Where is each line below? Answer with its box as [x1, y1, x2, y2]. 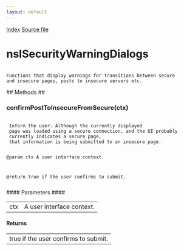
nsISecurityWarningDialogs [6, 47, 149, 61]
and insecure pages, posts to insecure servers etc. [6, 77, 143, 84]
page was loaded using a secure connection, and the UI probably [9, 128, 178, 134]
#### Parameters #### [6, 189, 66, 196]
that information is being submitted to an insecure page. [9, 138, 162, 145]
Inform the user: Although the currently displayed [9, 122, 143, 129]
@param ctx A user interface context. [6, 154, 104, 160]
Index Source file [6, 26, 49, 33]
